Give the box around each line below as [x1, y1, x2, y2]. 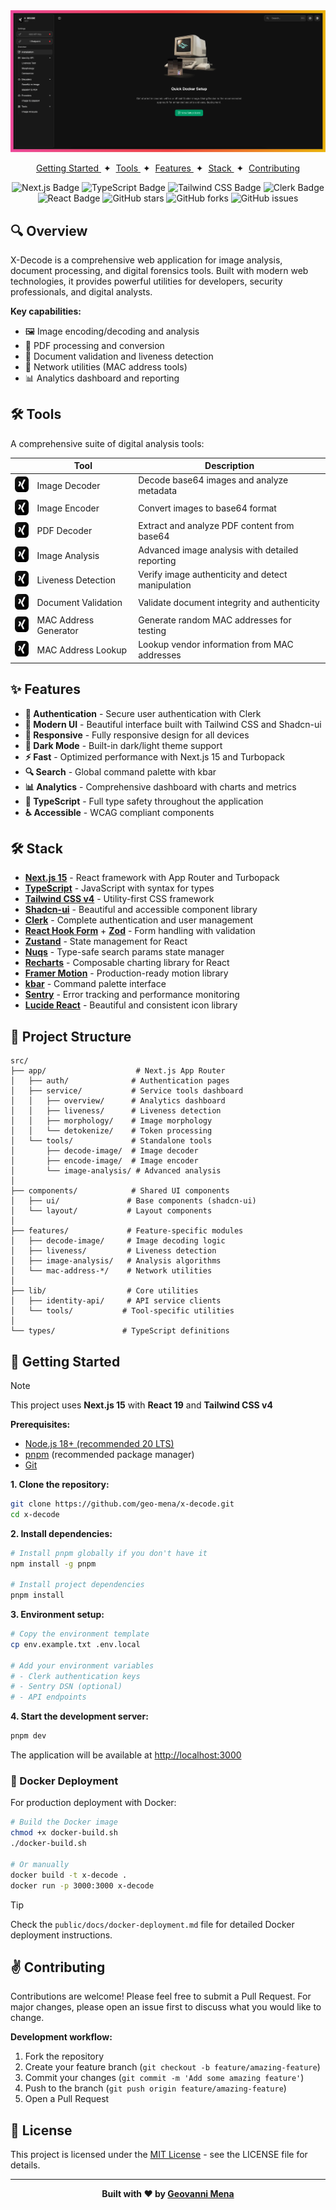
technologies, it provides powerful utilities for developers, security [10, 275, 283, 287]
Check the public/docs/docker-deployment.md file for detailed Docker [10, 1918, 295, 1930]
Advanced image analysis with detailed [138, 544, 299, 556]
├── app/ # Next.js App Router [10, 1066, 226, 1076]
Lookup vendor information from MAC [138, 639, 294, 651]
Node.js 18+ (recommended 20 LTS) [24, 1437, 175, 1449]
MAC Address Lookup [36, 644, 128, 656]
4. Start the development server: [10, 1710, 149, 1723]
